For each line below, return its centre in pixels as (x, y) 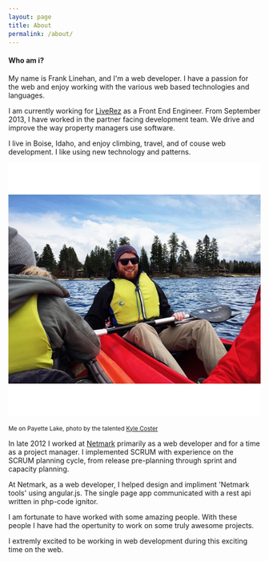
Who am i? (26, 60)
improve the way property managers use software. (92, 127)
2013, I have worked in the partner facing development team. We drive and (131, 119)
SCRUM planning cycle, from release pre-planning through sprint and (123, 460)
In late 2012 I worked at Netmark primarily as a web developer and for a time (134, 443)
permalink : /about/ (41, 34)
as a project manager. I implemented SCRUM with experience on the (121, 451)
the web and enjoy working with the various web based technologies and (129, 86)
